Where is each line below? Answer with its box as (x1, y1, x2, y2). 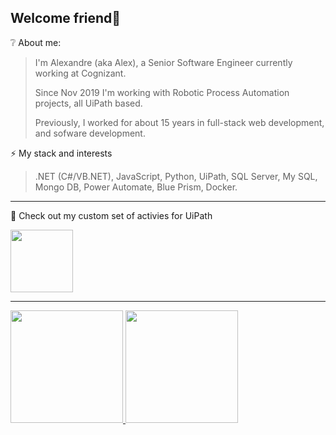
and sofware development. (34, 127, 146, 139)
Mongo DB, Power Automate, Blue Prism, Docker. (34, 181, 238, 193)
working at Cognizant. (34, 67, 127, 79)
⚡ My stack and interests (10, 147, 113, 159)
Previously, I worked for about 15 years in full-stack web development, (34, 116, 325, 128)
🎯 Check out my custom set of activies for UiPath (10, 209, 213, 221)
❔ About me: (10, 36, 62, 48)
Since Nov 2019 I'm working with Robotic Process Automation (34, 86, 290, 98)
